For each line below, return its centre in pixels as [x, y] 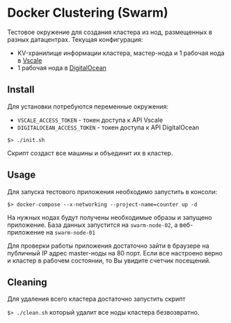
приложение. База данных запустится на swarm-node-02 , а [93, 225]
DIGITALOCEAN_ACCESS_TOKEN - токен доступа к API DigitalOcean [108, 127]
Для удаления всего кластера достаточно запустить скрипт [96, 299]
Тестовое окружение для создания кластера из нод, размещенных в [110, 32]
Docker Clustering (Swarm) [88, 13]
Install [21, 89]
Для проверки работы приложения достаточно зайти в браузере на [109, 246]
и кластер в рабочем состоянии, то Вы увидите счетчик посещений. [109, 260]
